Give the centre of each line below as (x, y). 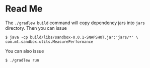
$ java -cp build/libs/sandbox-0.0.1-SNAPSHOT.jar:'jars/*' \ (72, 37)
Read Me (24, 9)
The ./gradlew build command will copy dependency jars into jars (75, 23)
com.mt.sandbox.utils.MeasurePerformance (49, 42)
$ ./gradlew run (22, 60)
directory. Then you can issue (36, 28)
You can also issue (25, 51)
